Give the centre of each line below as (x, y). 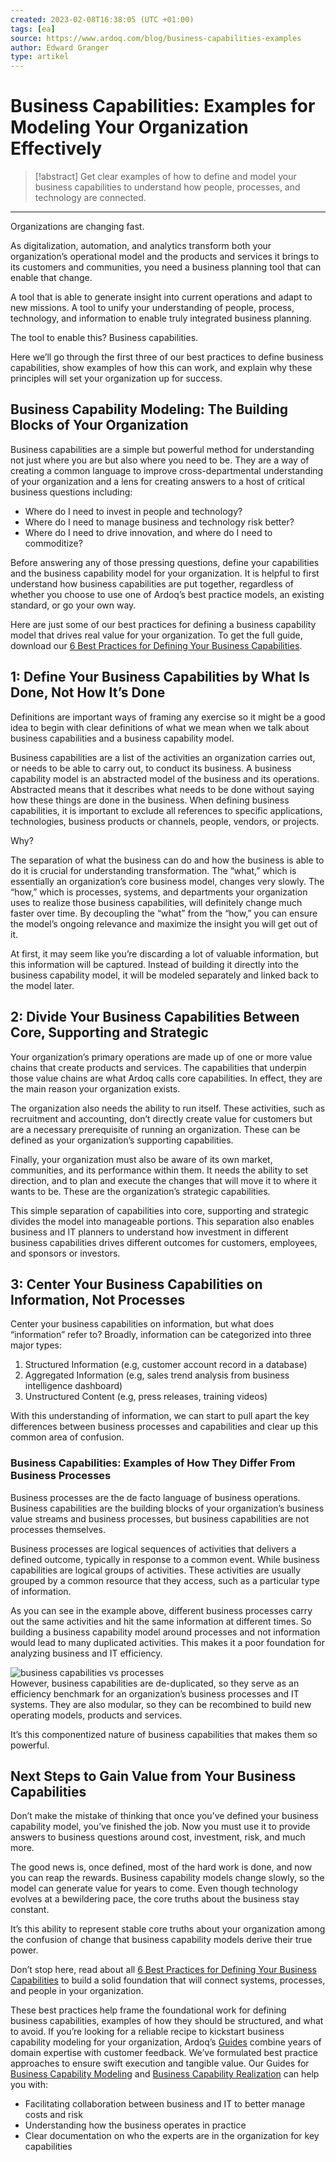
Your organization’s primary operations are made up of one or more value (161, 1057)
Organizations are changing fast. (77, 227)
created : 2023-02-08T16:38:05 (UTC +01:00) (102, 19)
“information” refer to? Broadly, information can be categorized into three (161, 1335)
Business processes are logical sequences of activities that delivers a (153, 1548)
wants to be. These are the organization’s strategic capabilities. (140, 1191)
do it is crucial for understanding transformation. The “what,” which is (153, 870)
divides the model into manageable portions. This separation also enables (162, 1221)
